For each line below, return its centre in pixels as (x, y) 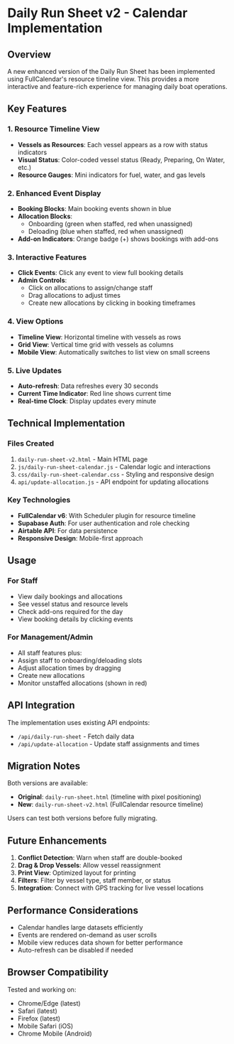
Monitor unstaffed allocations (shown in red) (82, 683)
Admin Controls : (42, 280)
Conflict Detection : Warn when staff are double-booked (100, 858)
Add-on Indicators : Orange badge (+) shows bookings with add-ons (118, 239)
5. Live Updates (35, 370)
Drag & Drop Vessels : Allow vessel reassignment (89, 866)
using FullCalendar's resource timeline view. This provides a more (104, 79)
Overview (29, 54)
